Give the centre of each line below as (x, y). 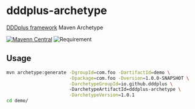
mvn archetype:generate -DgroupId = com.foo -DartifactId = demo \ (88, 72)
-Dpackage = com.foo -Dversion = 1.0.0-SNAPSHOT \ (129, 78)
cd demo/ (17, 101)
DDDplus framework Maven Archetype (55, 27)
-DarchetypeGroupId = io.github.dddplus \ (121, 84)
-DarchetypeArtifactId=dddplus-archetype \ (125, 90)
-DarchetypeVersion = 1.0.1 (102, 95)
